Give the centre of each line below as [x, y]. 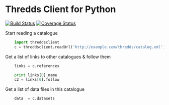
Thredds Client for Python [61, 9]
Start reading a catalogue [31, 33]
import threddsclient [37, 42]
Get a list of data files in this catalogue [45, 89]
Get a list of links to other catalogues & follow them [58, 57]
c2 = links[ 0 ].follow [37, 80]
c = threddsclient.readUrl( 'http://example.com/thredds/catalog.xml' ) [90, 47]
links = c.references [37, 66]
